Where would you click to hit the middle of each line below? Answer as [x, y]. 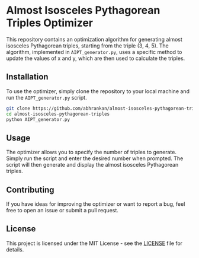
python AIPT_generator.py [38, 119]
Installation [27, 77]
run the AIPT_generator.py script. [46, 97]
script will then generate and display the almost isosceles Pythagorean [92, 165]
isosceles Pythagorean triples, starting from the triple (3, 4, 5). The [87, 46]
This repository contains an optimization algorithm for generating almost [94, 39]
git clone [18, 108]
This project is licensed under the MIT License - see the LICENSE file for [94, 243]
